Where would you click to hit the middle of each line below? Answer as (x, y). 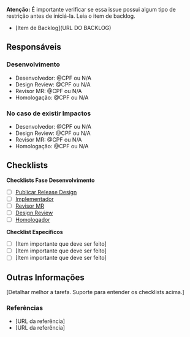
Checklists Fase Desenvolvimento (51, 180)
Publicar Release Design (46, 192)
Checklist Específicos (35, 232)
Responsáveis (34, 47)
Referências (25, 308)
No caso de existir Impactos (49, 113)
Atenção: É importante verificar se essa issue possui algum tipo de (91, 9)
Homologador (32, 220)
